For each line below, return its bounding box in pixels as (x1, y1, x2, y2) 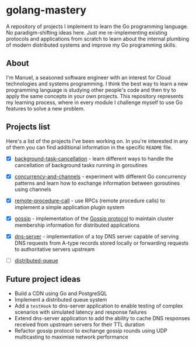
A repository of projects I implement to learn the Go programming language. (6, 23, 188, 30)
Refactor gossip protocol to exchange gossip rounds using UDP (14, 327, 167, 334)
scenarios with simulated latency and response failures (14, 308, 147, 316)
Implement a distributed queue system (14, 296, 107, 303)
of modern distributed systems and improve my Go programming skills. (6, 41, 177, 49)
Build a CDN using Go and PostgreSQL (14, 290, 107, 297)
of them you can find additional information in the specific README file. (6, 144, 173, 151)
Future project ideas (6, 274, 80, 284)
